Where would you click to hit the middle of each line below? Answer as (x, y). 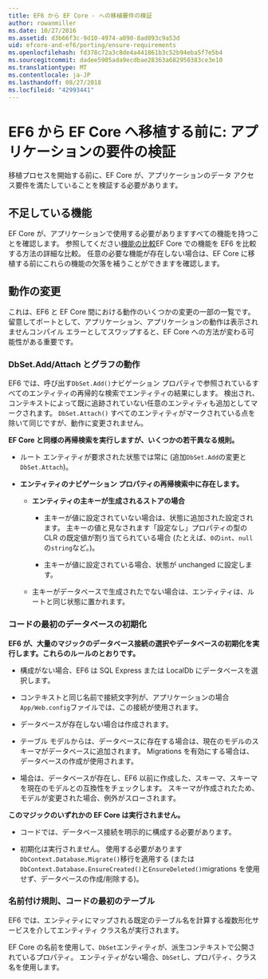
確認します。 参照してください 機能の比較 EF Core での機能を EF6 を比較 (139, 243)
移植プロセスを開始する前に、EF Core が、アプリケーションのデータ (120, 176)
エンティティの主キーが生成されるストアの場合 (108, 501)
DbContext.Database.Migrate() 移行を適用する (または (107, 859)
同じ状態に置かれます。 (91, 602)
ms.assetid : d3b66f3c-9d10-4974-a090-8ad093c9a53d (94, 38)
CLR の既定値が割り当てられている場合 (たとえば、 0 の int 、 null (148, 538)
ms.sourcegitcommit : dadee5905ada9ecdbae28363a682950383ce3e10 (116, 61)
